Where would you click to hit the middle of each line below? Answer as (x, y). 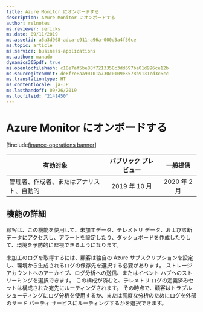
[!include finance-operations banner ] (51, 145)
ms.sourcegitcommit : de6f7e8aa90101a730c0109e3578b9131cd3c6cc (88, 74)
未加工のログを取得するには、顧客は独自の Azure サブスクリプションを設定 (100, 258)
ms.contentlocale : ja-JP (37, 85)
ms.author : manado (29, 57)
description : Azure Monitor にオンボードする (61, 18)
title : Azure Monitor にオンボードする (53, 12)
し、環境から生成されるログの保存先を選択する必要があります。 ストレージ (99, 265)
